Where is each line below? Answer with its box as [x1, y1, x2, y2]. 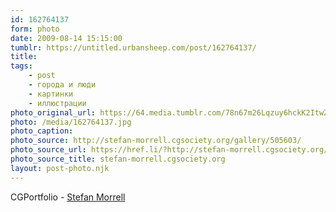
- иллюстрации [28, 98, 87, 108]
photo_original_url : [10, 107, 97, 118]
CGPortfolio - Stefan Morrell [10, 191, 126, 203]
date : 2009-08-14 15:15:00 [10, 33, 123, 43]
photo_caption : [10, 126, 74, 136]
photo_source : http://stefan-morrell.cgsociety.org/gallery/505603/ [10, 136, 302, 146]
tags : [10, 61, 33, 71]
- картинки [28, 89, 74, 99]
